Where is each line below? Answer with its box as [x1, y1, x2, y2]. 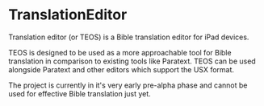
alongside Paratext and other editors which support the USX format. [8, 64, 235, 74]
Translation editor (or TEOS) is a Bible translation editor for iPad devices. [8, 32, 249, 42]
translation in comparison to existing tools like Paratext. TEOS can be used [8, 56, 256, 66]
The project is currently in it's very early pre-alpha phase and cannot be [8, 80, 248, 90]
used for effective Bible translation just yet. [8, 88, 151, 98]
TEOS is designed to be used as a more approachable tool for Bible [8, 47, 232, 57]
